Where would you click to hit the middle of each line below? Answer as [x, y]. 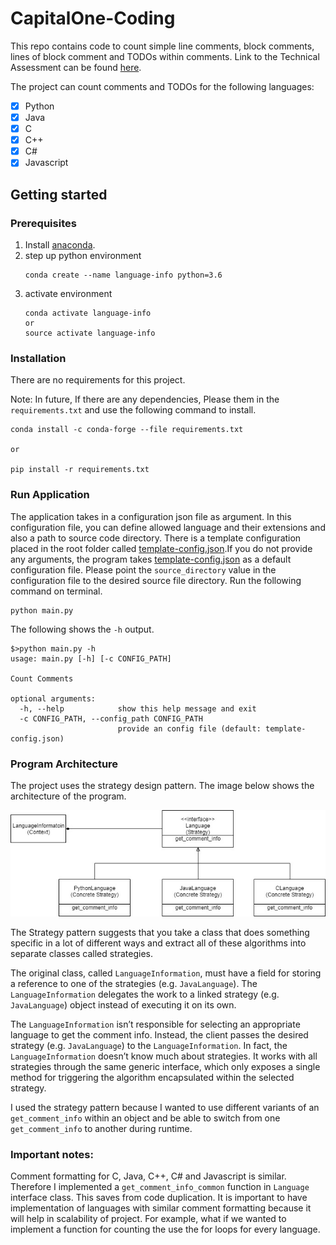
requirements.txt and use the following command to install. [133, 410]
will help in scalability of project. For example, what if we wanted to [148, 1218]
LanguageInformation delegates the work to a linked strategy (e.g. [145, 994]
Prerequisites [43, 223]
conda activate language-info [88, 313]
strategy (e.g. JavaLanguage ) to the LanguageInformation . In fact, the [149, 1045]
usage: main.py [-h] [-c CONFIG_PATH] [91, 658]
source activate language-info [90, 333]
